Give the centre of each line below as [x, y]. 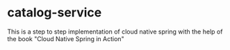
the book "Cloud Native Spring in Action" [66, 38]
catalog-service [55, 13]
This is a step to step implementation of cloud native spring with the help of [115, 32]
